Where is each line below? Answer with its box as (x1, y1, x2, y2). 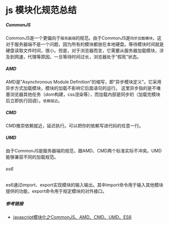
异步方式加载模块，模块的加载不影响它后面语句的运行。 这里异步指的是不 (6, 85, 156, 91)
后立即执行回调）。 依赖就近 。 (6, 98, 63, 104)
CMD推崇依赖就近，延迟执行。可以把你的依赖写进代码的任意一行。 (6, 123, 143, 129)
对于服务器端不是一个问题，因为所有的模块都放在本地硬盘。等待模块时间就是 (6, 41, 164, 48)
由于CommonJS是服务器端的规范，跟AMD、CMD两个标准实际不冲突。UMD (6, 148, 162, 154)
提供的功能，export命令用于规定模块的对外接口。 (6, 188, 107, 194)
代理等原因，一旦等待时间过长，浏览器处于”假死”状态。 (27, 54, 142, 60)
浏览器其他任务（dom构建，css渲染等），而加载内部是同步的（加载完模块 (10, 91, 161, 98)
